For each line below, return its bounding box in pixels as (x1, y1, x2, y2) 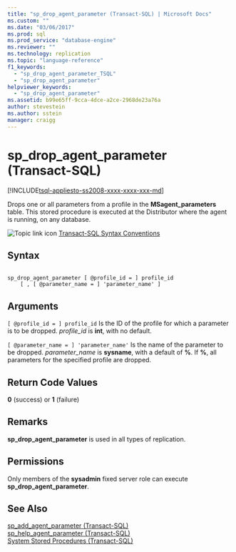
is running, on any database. (7, 215, 91, 223)
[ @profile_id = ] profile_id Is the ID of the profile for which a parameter (7, 319, 230, 328)
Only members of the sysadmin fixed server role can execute (7, 474, 188, 483)
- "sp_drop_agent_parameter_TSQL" (14, 70, 116, 77)
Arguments (7, 300, 59, 312)
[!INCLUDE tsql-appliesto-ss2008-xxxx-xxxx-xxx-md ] (7, 186, 164, 195)
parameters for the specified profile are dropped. (7, 356, 152, 364)
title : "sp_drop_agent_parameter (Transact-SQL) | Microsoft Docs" (7, 10, 212, 18)
